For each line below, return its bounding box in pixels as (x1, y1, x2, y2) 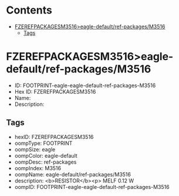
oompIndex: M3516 (14, 164, 62, 171)
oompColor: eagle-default (14, 152, 77, 159)
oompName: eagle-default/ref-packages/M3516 (14, 171, 131, 178)
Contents (6, 4, 53, 17)
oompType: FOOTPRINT (14, 139, 73, 147)
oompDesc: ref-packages (14, 158, 77, 165)
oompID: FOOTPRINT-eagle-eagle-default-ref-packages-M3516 (14, 183, 170, 190)
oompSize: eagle (14, 145, 56, 153)
